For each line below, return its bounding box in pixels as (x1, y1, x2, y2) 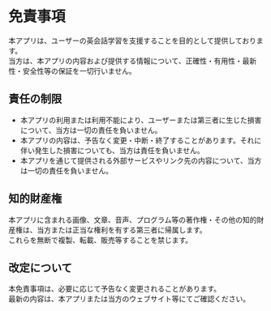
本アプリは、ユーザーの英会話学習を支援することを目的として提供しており (8, 36, 257, 45)
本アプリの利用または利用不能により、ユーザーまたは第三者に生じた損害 (19, 115, 262, 125)
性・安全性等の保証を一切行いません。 (8, 66, 136, 75)
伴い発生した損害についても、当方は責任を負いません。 (19, 145, 204, 155)
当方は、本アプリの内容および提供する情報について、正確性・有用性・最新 (8, 56, 257, 66)
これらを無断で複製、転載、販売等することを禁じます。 (8, 235, 193, 245)
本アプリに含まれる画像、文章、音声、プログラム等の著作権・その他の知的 (8, 215, 257, 224)
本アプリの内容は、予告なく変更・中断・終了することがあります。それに (19, 135, 262, 145)
